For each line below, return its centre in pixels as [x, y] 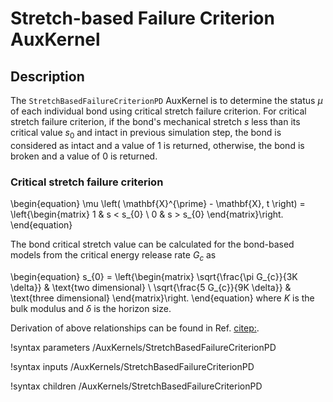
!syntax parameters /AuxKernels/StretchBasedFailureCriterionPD [143, 347]
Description [47, 76]
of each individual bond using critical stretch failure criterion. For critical [158, 111]
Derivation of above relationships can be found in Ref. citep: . [135, 328]
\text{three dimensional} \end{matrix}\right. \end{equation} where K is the [162, 298]
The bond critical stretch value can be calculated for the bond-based [152, 244]
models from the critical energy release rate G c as [113, 256]
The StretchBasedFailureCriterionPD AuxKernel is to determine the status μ [166, 100]
